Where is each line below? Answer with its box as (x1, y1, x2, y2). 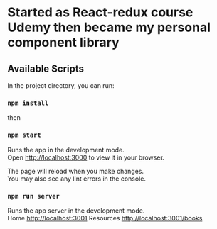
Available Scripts (7, 62, 84, 74)
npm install (7, 99, 49, 107)
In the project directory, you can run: (7, 82, 115, 89)
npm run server (7, 192, 60, 200)
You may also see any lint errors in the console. (7, 174, 146, 183)
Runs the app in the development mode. (7, 145, 125, 154)
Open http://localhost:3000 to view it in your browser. (7, 153, 165, 162)
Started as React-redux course (7, 4, 194, 21)
